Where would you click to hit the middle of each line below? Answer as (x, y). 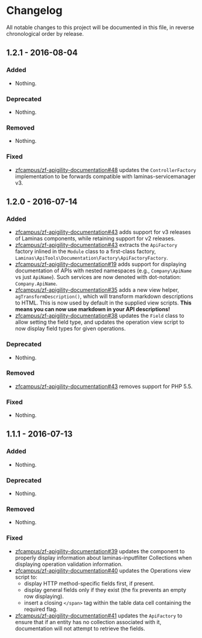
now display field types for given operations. (70, 329)
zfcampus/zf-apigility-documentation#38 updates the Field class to (99, 316)
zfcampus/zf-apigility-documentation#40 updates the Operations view (103, 570)
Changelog (34, 11)
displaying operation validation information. (69, 564)
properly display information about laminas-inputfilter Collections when (103, 557)
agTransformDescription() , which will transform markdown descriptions (104, 297)
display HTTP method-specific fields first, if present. (89, 583)
